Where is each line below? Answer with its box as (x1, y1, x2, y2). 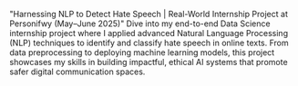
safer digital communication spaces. (9, 66, 146, 77)
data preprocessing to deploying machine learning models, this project (9, 47, 275, 58)
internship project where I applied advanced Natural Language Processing (9, 28, 289, 38)
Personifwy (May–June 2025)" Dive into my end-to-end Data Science (9, 18, 271, 29)
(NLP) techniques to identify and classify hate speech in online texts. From (9, 37, 289, 48)
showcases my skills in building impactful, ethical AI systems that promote (9, 57, 289, 67)
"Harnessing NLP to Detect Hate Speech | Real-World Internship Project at (9, 9, 289, 19)
